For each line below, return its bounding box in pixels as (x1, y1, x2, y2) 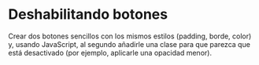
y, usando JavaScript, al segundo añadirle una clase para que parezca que (8, 39, 250, 49)
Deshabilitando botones (8, 5, 168, 23)
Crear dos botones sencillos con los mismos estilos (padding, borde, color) (8, 31, 252, 41)
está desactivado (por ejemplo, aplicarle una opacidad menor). (8, 48, 213, 57)
